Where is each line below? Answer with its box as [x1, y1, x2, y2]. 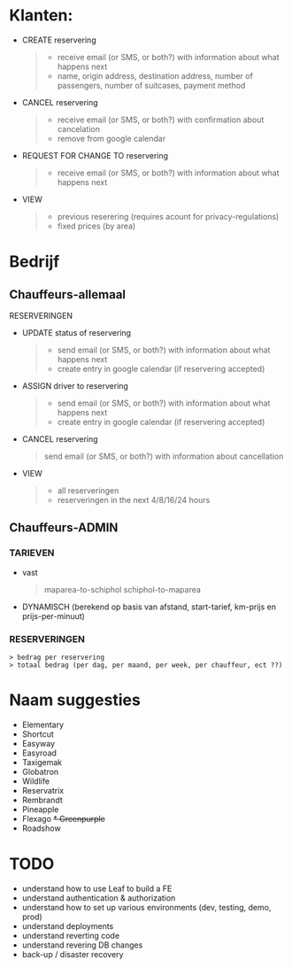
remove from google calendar [57, 133, 166, 143]
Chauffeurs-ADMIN [9, 520, 119, 536]
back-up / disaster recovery [21, 949, 124, 959]
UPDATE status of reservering [21, 327, 131, 337]
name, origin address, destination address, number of [57, 70, 254, 81]
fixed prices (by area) [57, 221, 136, 231]
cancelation [57, 123, 100, 134]
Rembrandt [21, 794, 64, 805]
